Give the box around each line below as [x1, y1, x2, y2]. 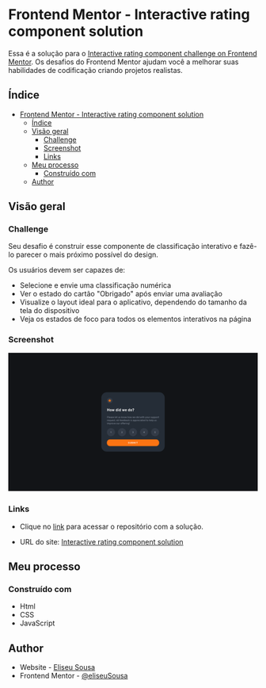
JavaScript [19, 618, 55, 628]
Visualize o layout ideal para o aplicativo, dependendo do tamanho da [19, 297, 248, 307]
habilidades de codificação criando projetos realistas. [8, 65, 184, 75]
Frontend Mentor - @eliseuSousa [19, 671, 128, 681]
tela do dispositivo [19, 306, 80, 315]
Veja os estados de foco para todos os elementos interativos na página [19, 315, 252, 324]
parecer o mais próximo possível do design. [15, 250, 158, 259]
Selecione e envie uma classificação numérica [19, 281, 172, 290]
